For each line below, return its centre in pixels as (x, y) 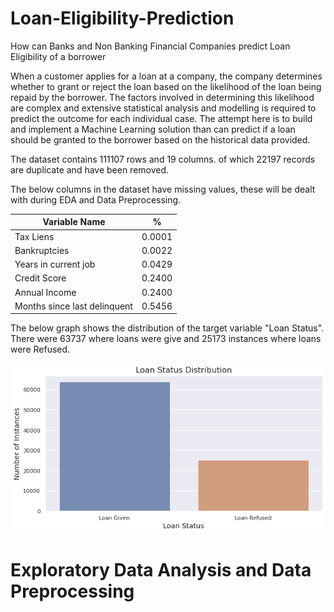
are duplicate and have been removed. (90, 169)
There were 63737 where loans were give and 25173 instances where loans (166, 339)
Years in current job (55, 264)
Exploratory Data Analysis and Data (161, 569)
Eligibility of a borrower (58, 56)
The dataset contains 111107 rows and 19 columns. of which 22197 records (163, 159)
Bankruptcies (42, 250)
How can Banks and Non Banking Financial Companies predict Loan (150, 46)
